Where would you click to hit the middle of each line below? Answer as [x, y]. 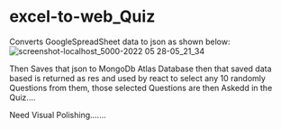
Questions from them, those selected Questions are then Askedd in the [141, 88]
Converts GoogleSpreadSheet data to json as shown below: [120, 41]
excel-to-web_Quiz [82, 17]
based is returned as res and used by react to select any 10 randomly [137, 78]
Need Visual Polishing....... [58, 115]
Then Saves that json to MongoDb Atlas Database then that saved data [140, 69]
